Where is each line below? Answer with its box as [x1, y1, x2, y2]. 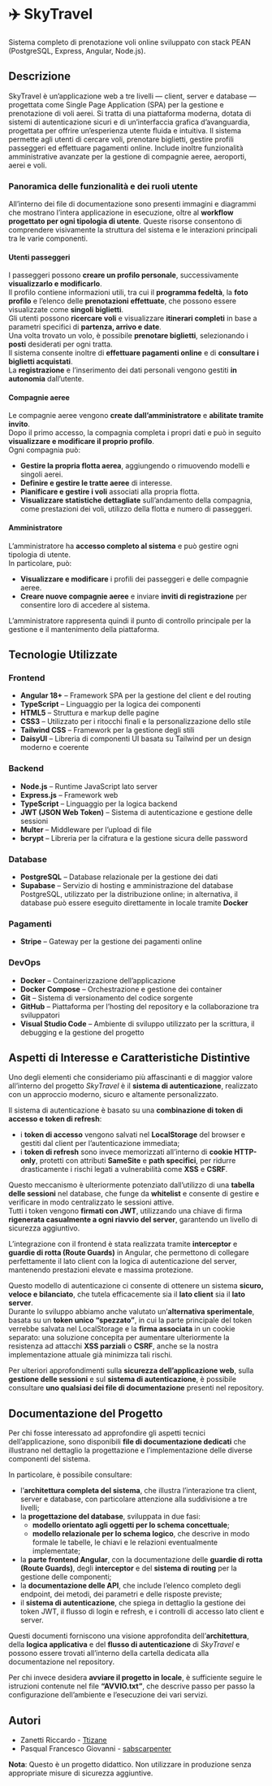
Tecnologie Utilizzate [8, 648, 118, 662]
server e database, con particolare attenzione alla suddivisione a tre [19, 1494, 248, 1504]
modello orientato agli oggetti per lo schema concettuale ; [32, 1520, 230, 1530]
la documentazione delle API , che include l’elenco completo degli [19, 1581, 241, 1591]
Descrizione [8, 69, 71, 84]
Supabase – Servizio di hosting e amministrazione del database [19, 880, 234, 890]
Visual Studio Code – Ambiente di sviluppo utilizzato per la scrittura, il [19, 1018, 255, 1028]
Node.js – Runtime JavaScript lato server [19, 781, 158, 791]
